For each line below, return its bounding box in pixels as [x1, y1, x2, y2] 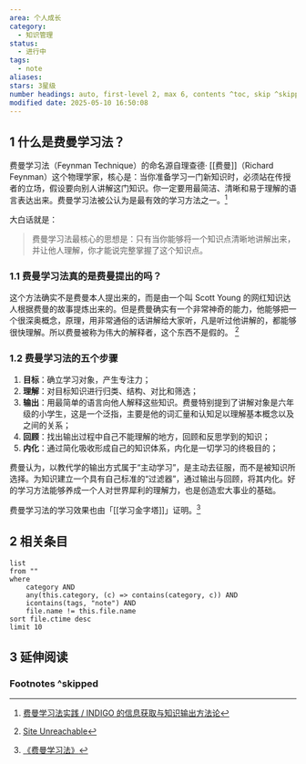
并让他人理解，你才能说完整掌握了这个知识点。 [31, 244, 208, 255]
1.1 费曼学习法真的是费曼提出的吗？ [9, 270, 162, 283]
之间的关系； [22, 420, 71, 431]
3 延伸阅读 [9, 649, 68, 665]
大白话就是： [9, 213, 57, 224]
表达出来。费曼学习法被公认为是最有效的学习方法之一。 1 [16, 193, 228, 205]
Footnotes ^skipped [9, 676, 98, 689]
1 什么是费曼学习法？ [9, 134, 126, 150]
